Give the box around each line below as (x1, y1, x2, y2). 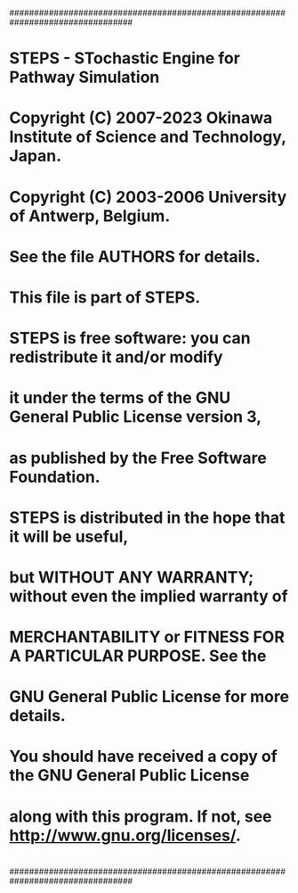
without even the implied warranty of (9, 586, 288, 606)
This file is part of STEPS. (9, 287, 201, 307)
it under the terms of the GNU (9, 388, 231, 409)
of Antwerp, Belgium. (9, 205, 171, 226)
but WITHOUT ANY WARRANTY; (9, 566, 254, 587)
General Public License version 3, (9, 407, 262, 427)
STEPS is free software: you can (9, 328, 251, 349)
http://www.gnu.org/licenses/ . (9, 825, 242, 846)
